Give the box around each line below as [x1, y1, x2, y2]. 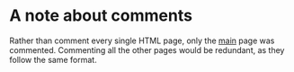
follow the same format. [9, 54, 97, 65]
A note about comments [9, 5, 193, 26]
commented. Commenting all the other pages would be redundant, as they [9, 44, 285, 55]
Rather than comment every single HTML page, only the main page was [9, 35, 275, 46]
